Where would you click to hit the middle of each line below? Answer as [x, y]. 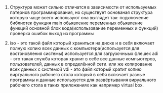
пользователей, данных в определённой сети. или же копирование [81, 64]
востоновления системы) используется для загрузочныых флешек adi [84, 53]
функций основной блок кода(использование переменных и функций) [84, 28]
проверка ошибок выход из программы [52, 33]
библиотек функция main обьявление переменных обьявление [76, 23]
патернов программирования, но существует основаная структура [81, 12]
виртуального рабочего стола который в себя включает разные [78, 74]
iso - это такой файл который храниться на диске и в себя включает [82, 43]
